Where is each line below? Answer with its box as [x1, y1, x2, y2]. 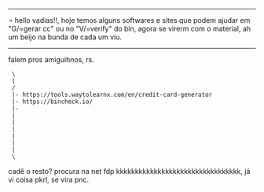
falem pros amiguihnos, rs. [8, 55, 94, 64]
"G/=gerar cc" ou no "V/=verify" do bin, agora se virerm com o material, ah [8, 24, 251, 33]
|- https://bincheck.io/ [11, 98, 93, 105]
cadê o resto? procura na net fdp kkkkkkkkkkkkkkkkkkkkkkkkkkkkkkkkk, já [8, 167, 251, 175]
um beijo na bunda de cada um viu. [8, 32, 122, 42]
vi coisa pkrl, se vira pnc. [8, 175, 89, 184]
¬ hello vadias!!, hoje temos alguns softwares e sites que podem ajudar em [8, 16, 251, 24]
